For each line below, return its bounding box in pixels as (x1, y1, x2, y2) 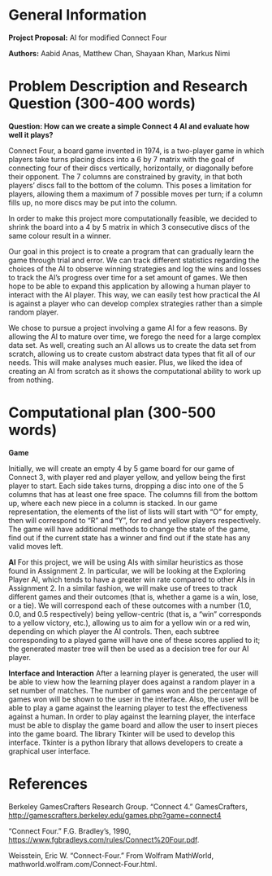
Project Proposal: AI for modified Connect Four (8, 33, 167, 42)
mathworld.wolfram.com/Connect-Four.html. (8, 859, 158, 869)
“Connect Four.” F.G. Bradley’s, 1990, (8, 825, 132, 836)
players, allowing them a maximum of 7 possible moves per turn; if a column (8, 189, 264, 199)
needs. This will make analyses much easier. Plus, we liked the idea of (8, 357, 243, 368)
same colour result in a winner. (8, 231, 111, 240)
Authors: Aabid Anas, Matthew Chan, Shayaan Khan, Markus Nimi (8, 48, 231, 58)
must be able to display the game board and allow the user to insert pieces (8, 720, 258, 730)
